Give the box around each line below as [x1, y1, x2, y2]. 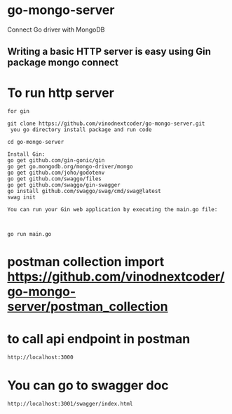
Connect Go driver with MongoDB [7, 25, 105, 34]
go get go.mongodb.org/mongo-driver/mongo [7, 163, 133, 171]
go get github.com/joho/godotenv [7, 169, 105, 177]
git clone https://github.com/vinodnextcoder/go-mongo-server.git [7, 120, 205, 128]
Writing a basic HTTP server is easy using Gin [7, 46, 212, 58]
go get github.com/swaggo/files [7, 175, 102, 182]
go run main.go [7, 231, 52, 238]
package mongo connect [7, 57, 119, 69]
